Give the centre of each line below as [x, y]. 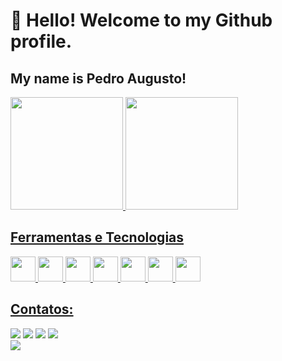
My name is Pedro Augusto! [98, 78]
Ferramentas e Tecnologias [97, 237]
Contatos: [42, 309]
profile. [41, 41]
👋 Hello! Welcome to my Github [141, 20]
